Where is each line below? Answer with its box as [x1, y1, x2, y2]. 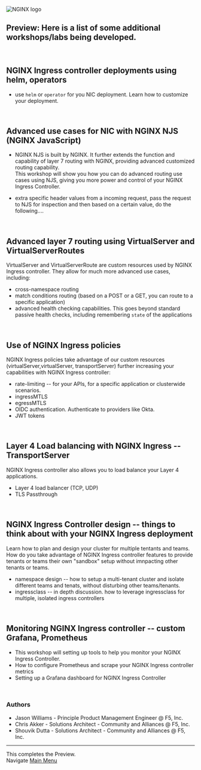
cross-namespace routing [14, 286, 79, 293]
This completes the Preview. [6, 750, 76, 757]
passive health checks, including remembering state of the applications [14, 311, 193, 318]
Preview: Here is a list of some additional [6, 23, 161, 33]
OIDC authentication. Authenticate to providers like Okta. [14, 406, 155, 413]
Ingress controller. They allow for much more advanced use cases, [6, 268, 170, 275]
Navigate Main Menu [6, 757, 57, 764]
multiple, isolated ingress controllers [14, 594, 105, 601]
